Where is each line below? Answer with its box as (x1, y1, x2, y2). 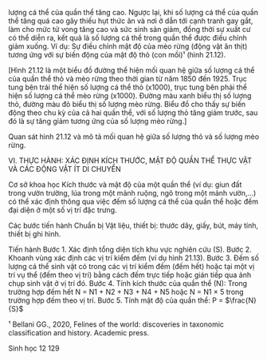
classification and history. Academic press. (8, 328, 150, 337)
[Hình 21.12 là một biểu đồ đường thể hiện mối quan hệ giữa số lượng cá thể (8, 65, 255, 75)
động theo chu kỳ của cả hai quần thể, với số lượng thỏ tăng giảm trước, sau (8, 108, 258, 117)
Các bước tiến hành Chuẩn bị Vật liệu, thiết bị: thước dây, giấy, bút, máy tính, (8, 220, 259, 230)
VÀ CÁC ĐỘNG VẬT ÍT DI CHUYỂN (8, 165, 121, 173)
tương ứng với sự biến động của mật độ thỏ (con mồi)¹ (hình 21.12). (8, 50, 226, 59)
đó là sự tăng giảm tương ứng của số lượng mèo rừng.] (8, 117, 187, 125)
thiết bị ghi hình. (8, 229, 61, 239)
